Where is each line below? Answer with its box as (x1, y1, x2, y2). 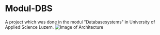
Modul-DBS (5, 3, 53, 14)
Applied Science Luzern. (5, 24, 54, 30)
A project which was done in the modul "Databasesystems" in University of (5, 19, 155, 25)
